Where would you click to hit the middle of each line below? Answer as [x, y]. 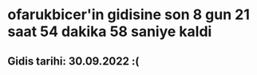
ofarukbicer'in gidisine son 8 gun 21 [129, 15]
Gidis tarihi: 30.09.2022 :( [73, 61]
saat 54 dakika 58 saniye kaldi [110, 32]
